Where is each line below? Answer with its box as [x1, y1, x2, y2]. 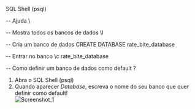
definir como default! [14, 89, 68, 97]
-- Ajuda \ [6, 17, 31, 24]
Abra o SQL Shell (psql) [14, 77, 74, 83]
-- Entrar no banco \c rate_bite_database [6, 53, 109, 60]
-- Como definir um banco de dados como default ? [6, 64, 136, 72]
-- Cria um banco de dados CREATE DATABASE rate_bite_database [6, 41, 175, 48]
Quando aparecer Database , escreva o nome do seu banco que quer [14, 83, 189, 90]
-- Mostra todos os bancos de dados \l [6, 29, 104, 36]
